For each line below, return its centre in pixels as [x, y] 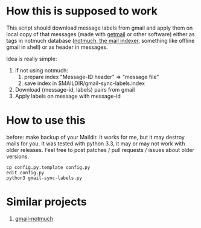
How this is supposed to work [82, 11]
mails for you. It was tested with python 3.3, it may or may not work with [96, 144]
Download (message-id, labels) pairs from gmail [75, 89]
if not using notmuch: [41, 70]
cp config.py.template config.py [48, 167]
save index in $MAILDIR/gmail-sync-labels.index [84, 83]
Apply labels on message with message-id [68, 96]
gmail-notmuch [34, 218]
